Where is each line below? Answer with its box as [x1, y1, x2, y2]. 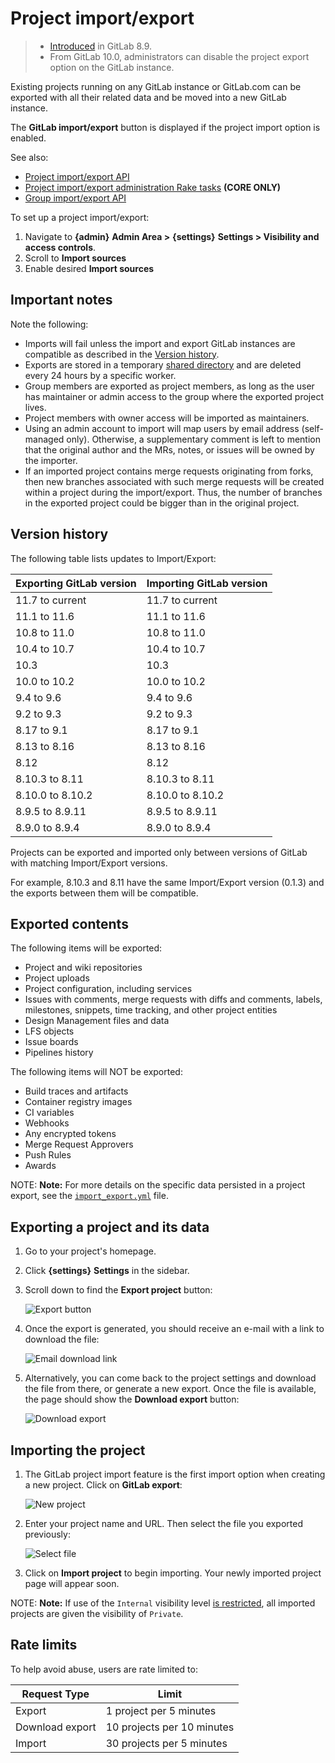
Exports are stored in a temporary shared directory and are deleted [24, 358, 302, 371]
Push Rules [24, 1149, 72, 1161]
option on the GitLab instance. [49, 61, 175, 73]
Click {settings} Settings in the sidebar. [24, 1265, 190, 1277]
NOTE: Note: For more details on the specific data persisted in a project [10, 1179, 306, 1191]
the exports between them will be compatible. [10, 887, 199, 899]
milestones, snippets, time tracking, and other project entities [24, 1004, 278, 1016]
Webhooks [24, 1117, 70, 1129]
